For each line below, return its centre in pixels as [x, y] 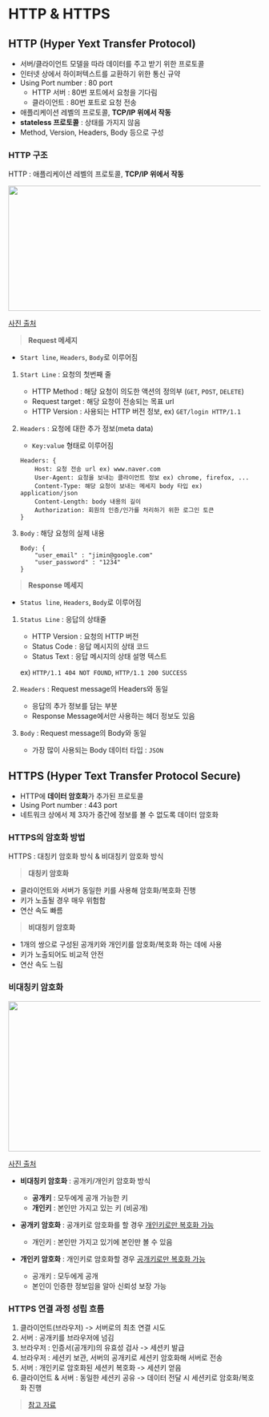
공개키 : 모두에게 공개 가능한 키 [80, 1197]
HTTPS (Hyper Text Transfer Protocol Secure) [125, 775]
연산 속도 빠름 [41, 910]
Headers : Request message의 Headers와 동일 [94, 689]
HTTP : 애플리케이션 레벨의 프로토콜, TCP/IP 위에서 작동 [96, 174]
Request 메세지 [52, 341]
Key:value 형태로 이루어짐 [73, 446]
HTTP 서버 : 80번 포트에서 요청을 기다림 [94, 92]
